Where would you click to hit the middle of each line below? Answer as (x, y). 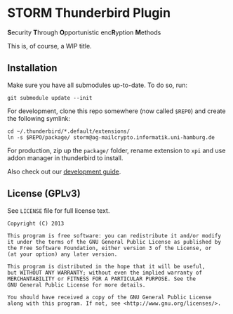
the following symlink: (39, 118)
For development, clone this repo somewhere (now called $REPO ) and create (116, 111)
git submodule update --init (50, 98)
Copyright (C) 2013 (36, 223)
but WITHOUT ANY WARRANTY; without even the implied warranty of (105, 273)
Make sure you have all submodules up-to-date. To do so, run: (98, 85)
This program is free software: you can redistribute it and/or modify (114, 236)
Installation (32, 68)
